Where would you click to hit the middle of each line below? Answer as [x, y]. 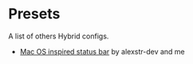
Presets [34, 14]
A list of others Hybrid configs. [59, 36]
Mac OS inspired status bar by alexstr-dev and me [102, 51]
